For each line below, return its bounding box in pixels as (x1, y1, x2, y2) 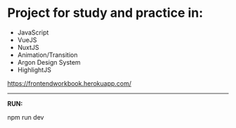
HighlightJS (17, 65, 51, 74)
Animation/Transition (17, 51, 78, 59)
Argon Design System (17, 58, 81, 66)
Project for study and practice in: (7, 5, 204, 21)
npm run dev (7, 113, 44, 121)
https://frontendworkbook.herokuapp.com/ (7, 79, 132, 87)
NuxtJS (17, 43, 40, 51)
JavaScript (17, 28, 49, 37)
